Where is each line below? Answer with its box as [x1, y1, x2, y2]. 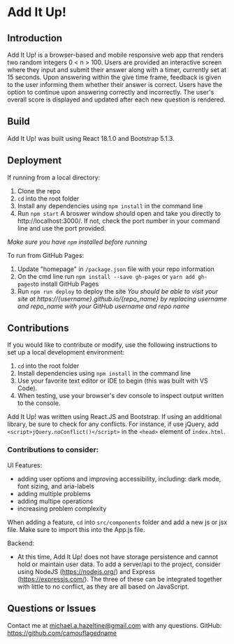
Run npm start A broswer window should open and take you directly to [17, 209, 221, 217]
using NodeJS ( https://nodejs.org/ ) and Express [17, 567, 156, 575]
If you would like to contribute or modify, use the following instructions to [7, 341, 218, 349]
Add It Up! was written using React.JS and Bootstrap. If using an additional [7, 413, 222, 421]
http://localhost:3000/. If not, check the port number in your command [17, 217, 220, 225]
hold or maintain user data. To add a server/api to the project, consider [17, 560, 221, 568]
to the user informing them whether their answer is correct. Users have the [7, 81, 223, 88]
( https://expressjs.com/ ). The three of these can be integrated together [17, 575, 222, 583]
